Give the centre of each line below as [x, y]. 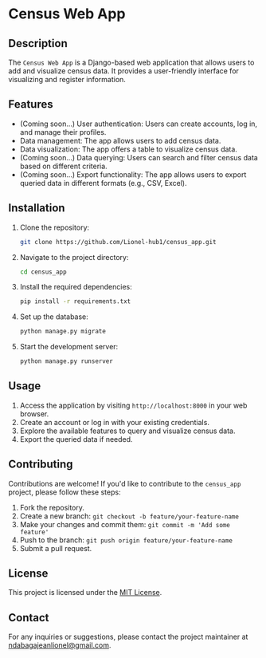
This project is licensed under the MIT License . [85, 593]
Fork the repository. [52, 507]
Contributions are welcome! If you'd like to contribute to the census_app [125, 483]
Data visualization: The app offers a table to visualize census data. [128, 149]
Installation [37, 208]
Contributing [41, 465]
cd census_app [43, 272]
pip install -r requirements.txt [75, 301]
